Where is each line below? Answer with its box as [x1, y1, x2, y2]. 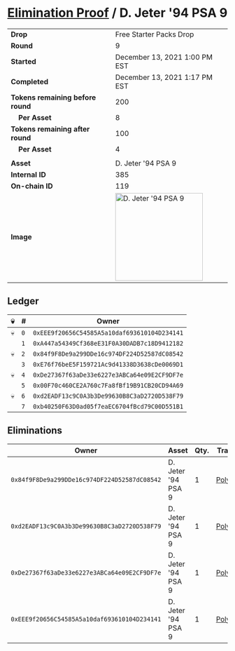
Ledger [7, 295, 39, 307]
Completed [10, 76, 49, 86]
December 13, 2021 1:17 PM [115, 72, 213, 82]
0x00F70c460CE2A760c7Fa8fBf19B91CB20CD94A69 [32, 381, 184, 389]
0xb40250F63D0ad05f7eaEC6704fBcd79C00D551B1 [32, 402, 184, 410]
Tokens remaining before [10, 93, 97, 102]
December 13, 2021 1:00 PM [115, 52, 213, 62]
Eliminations [7, 424, 63, 436]
